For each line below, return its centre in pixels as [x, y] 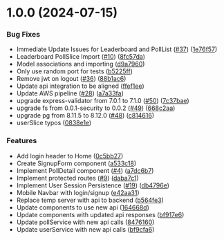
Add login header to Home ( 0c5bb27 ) [70, 156]
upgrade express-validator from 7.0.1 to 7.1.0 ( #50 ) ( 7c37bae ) [103, 101]
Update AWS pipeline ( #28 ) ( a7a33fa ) [70, 93]
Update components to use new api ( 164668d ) [83, 207]
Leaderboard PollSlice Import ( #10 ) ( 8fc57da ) [81, 57]
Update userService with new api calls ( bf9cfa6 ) [85, 229]
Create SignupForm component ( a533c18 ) [76, 163]
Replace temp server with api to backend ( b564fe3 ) [90, 200]
